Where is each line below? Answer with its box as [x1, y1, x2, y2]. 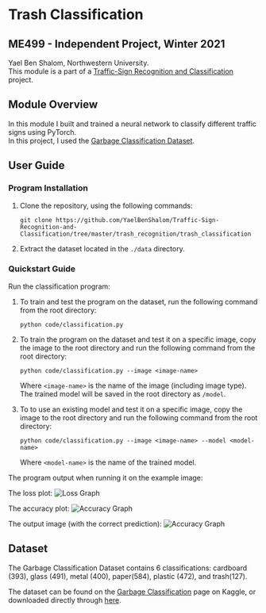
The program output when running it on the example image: [8, 473, 203, 482]
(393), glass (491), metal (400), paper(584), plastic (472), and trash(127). [8, 571, 248, 580]
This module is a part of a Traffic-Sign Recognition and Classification [8, 67, 234, 76]
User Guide [8, 159, 65, 172]
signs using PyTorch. [8, 127, 77, 136]
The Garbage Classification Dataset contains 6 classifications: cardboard [8, 563, 248, 573]
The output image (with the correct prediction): [8, 519, 163, 528]
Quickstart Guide [8, 263, 75, 274]
